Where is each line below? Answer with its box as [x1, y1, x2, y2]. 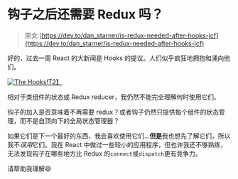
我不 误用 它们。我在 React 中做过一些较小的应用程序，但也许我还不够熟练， [7, 140, 227, 149]
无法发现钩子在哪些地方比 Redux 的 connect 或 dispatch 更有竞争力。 [7, 149, 202, 158]
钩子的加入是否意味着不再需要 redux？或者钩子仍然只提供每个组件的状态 [7, 108, 219, 116]
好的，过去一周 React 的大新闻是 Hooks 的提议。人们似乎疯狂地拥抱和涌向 [7, 54, 225, 62]
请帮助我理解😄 [7, 164, 52, 173]
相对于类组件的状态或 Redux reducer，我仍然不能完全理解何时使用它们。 [7, 93, 220, 101]
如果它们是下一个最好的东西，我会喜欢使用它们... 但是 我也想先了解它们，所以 [7, 132, 231, 140]
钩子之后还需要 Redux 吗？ [7, 6, 164, 23]
